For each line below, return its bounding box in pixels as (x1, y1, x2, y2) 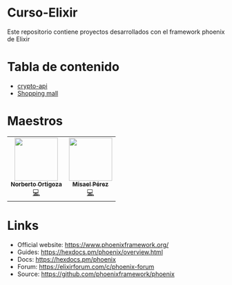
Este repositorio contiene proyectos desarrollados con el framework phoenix (7, 28, 225, 36)
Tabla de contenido (7, 59, 119, 75)
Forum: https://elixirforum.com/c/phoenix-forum (17, 262, 155, 271)
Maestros (7, 114, 64, 129)
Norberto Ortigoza (10, 180, 62, 188)
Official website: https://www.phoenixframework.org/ (17, 240, 169, 249)
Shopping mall (17, 89, 59, 97)
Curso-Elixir (7, 5, 78, 21)
